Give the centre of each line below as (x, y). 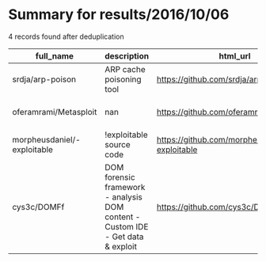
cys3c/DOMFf (38, 207)
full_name (54, 55)
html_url (235, 55)
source (117, 144)
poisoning (123, 79)
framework (125, 187)
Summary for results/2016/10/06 (119, 15)
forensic (120, 177)
